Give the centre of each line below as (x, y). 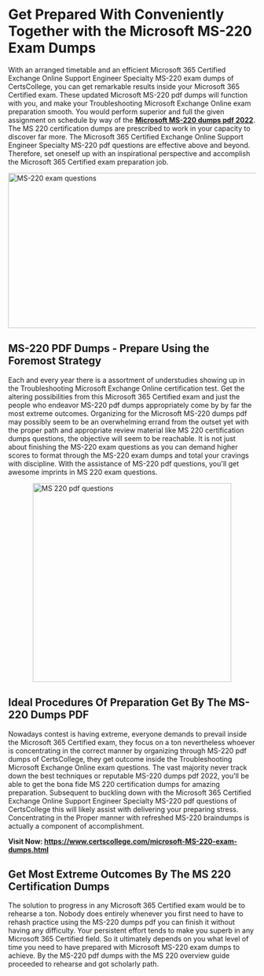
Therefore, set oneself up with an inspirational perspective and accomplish (129, 153)
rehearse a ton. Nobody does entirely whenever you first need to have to (126, 914)
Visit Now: (26, 841)
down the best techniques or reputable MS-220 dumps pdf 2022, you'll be (129, 776)
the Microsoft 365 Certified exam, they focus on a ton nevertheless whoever (132, 742)
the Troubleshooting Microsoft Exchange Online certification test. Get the (126, 388)
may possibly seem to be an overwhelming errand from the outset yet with (128, 421)
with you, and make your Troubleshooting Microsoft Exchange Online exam (130, 103)
